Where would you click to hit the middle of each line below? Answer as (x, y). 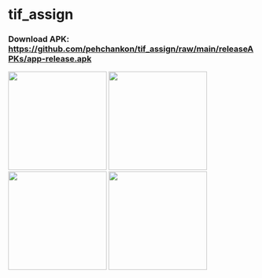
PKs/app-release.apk (50, 59)
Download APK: (39, 39)
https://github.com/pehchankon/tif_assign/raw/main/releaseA (131, 49)
